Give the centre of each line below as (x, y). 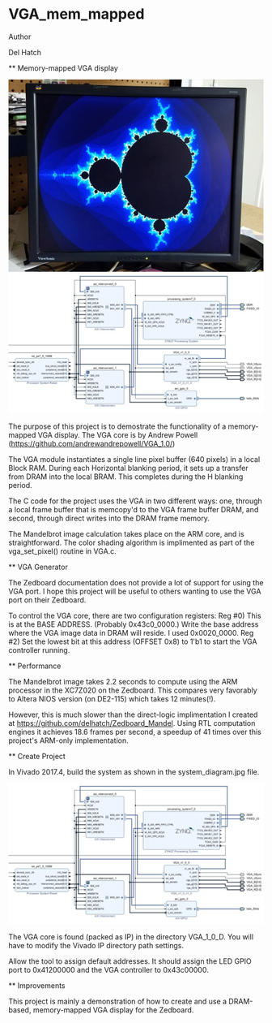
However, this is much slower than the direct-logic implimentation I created (133, 714)
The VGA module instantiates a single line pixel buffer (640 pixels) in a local (134, 460)
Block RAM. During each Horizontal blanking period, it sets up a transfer (128, 468)
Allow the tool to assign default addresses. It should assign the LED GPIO (130, 961)
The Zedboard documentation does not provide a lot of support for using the (136, 583)
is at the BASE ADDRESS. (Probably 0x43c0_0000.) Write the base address (134, 624)
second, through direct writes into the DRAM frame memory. (109, 518)
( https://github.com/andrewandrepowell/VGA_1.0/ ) (92, 444)
